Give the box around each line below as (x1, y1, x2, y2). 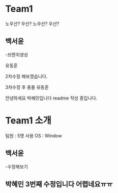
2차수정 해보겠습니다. (5, 73, 48, 79)
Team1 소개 (5, 114, 52, 126)
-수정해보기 (5, 163, 28, 170)
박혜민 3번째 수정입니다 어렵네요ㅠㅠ (5, 180, 113, 188)
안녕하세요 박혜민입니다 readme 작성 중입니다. (5, 95, 98, 101)
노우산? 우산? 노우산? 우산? (5, 20, 60, 27)
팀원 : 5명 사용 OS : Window (5, 132, 62, 138)
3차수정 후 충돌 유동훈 (5, 84, 49, 90)
